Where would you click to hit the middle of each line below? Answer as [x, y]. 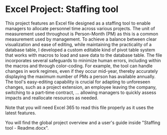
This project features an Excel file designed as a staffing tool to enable [78, 23]
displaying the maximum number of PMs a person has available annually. [80, 76]
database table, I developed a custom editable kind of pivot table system [80, 50]
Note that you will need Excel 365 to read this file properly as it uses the [79, 107]
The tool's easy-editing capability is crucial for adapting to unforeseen [78, 82]
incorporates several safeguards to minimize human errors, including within [83, 60]
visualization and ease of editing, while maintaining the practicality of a [78, 44]
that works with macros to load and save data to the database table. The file [84, 55]
